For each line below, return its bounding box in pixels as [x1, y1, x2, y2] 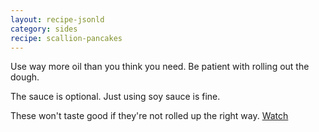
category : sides [10, 24, 78, 34]
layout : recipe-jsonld [10, 14, 105, 25]
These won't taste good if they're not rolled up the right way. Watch [10, 110, 289, 122]
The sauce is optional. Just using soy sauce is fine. [10, 91, 221, 103]
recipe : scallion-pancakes [10, 33, 123, 43]
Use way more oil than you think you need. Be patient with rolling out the [10, 61, 310, 73]
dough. [10, 71, 40, 83]
